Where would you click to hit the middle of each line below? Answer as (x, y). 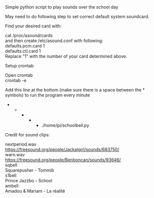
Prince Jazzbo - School (29, 181)
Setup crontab (20, 66)
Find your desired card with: (33, 26)
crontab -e (16, 80)
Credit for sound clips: (27, 135)
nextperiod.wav (21, 144)
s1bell (11, 175)
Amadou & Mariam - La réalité (35, 191)
